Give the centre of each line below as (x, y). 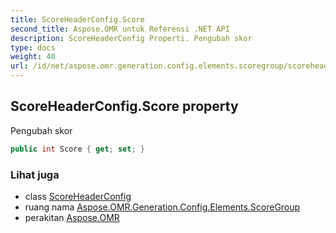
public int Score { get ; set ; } (77, 149)
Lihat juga (35, 174)
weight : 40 (33, 57)
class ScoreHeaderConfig (78, 196)
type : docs (33, 47)
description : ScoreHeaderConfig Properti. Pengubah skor (131, 38)
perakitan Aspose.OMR (72, 217)
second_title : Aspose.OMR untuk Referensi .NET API (120, 29)
